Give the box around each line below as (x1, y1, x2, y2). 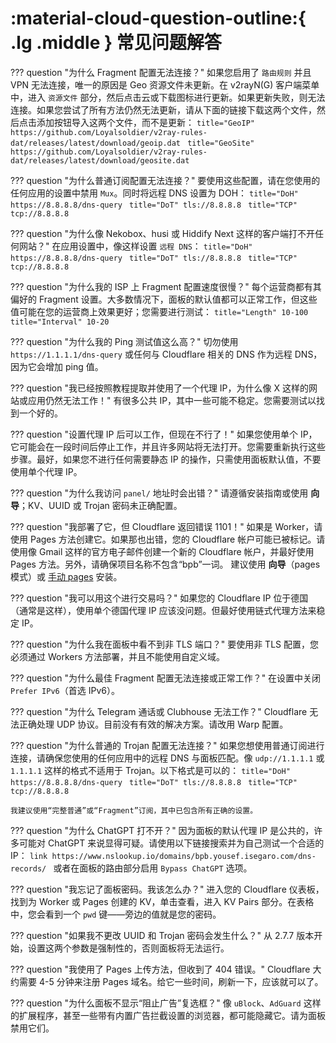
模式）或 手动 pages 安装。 (10, 570, 123, 582)
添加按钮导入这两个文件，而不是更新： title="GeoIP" (36, 116, 256, 128)
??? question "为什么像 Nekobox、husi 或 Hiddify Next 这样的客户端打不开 (10, 227, 315, 239)
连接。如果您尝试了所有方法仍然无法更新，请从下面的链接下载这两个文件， (10, 103, 317, 116)
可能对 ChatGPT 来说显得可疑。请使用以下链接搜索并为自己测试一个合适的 (18, 837, 325, 849)
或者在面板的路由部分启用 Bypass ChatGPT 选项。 (53, 862, 253, 874)
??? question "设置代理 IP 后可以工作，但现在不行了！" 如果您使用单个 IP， (10, 428, 318, 440)
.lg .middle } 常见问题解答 (10, 32, 222, 54)
